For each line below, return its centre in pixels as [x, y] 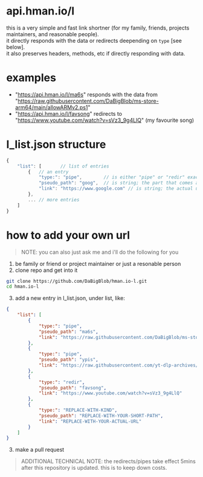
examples [31, 78]
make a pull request [40, 450]
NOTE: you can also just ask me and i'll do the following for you [100, 252]
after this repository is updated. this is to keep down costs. [94, 468]
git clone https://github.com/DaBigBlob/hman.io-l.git [77, 281]
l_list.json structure [56, 144]
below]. [16, 47]
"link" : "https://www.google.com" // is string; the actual [116, 189]
